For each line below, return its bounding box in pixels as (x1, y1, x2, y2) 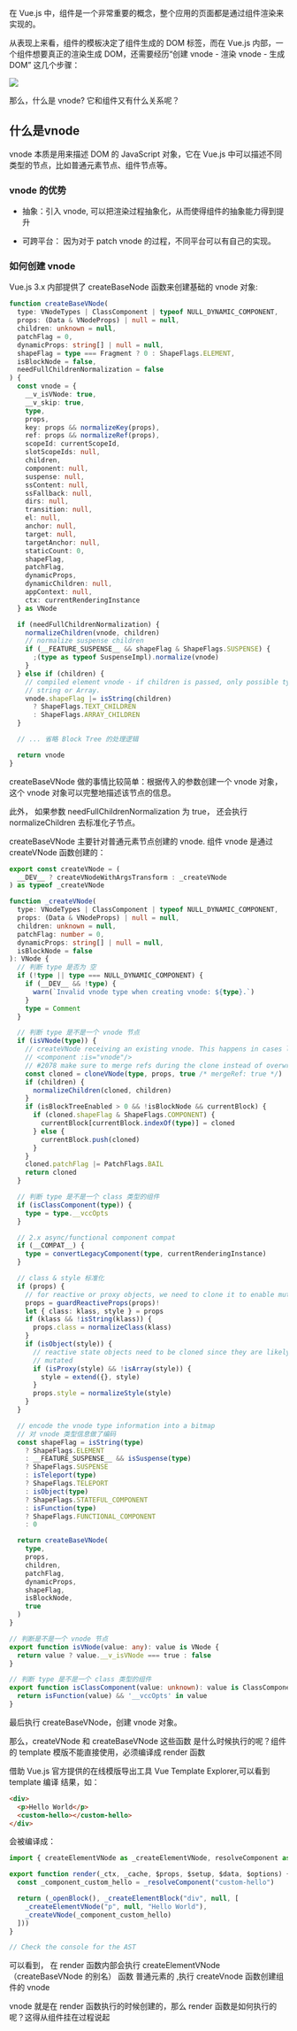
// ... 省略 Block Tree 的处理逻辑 (17, 735, 139, 744)
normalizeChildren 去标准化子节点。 (9, 817, 141, 828)
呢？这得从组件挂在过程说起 (9, 2012, 110, 2023)
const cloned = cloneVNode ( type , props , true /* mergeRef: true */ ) (25, 1070, 283, 1078)
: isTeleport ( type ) (25, 1471, 97, 1480)
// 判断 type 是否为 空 (17, 963, 97, 972)
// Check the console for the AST (9, 1942, 137, 1952)
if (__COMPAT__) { (17, 1241, 86, 1250)
